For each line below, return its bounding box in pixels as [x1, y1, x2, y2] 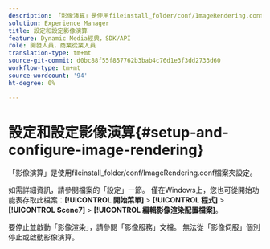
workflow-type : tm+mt [8, 64, 81, 72]
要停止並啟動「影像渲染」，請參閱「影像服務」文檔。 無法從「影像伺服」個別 [8, 222, 260, 232]
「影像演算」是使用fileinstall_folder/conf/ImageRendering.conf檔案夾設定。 [8, 168, 257, 178]
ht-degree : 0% [8, 79, 56, 87]
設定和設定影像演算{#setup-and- [8, 123, 229, 141]
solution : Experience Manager [8, 19, 110, 27]
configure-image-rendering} [8, 141, 205, 159]
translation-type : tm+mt [8, 49, 92, 57]
